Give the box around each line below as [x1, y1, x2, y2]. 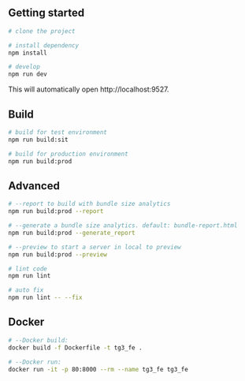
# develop [8, 63, 41, 71]
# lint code [8, 264, 47, 273]
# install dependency [8, 41, 80, 50]
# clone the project [8, 27, 76, 35]
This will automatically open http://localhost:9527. [8, 84, 169, 94]
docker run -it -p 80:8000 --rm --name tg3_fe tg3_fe [8, 365, 189, 373]
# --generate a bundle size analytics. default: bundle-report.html [8, 222, 238, 230]
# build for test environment [8, 129, 108, 136]
